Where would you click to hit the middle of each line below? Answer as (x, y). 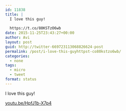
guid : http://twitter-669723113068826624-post (54, 47)
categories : (17, 56)
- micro (18, 70)
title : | (14, 14)
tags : (11, 65)
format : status (21, 79)
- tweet (18, 75)
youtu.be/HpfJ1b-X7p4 (28, 103)
